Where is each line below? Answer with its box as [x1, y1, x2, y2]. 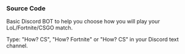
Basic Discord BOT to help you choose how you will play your [6, 18, 160, 25]
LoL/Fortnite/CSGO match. [6, 24, 73, 31]
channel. [6, 42, 29, 49]
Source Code [6, 4, 46, 13]
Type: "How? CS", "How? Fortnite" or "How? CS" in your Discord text [6, 36, 179, 43]
